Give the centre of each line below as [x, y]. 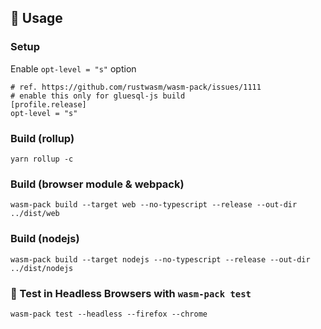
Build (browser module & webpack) [97, 184]
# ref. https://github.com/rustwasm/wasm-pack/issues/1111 [136, 87]
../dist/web [35, 214]
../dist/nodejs [42, 268]
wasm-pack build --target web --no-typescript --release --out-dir [154, 205]
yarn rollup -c [42, 159]
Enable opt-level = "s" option [73, 68]
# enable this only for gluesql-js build [98, 96]
